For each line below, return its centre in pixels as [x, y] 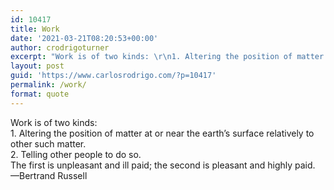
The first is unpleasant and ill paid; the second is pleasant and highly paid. [163, 165]
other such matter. [48, 143]
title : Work [35, 29]
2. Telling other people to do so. [76, 154]
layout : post [37, 66]
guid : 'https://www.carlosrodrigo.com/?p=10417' [113, 76]
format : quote [40, 94]
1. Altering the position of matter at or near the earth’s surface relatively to [162, 133]
